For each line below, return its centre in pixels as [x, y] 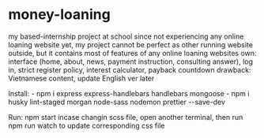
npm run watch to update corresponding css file [87, 125]
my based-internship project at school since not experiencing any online [126, 36]
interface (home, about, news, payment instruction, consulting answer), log [131, 62]
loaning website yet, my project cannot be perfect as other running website [130, 44]
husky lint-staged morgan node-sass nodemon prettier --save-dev [117, 102]
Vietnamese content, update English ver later [81, 78]
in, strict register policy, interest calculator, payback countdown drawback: [130, 69]
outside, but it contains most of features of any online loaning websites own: [132, 53]
